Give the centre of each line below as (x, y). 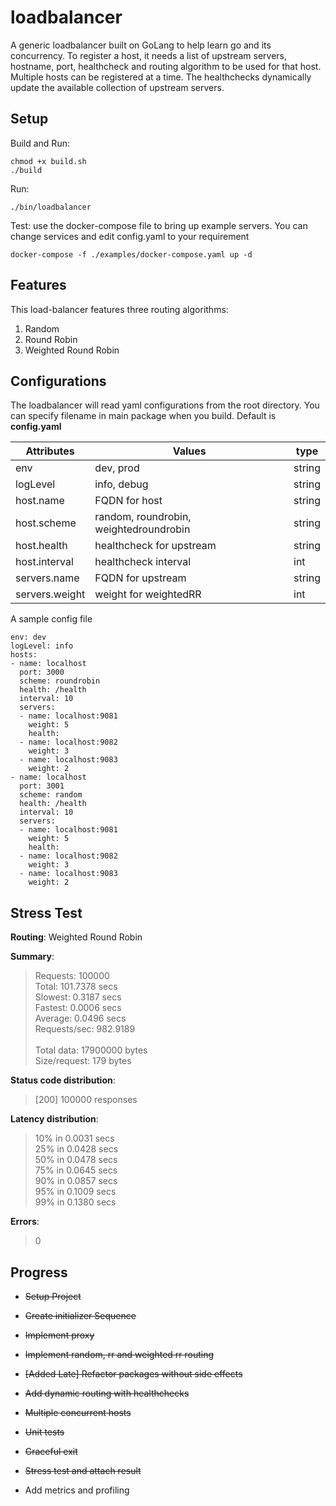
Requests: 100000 (72, 976)
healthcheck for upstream (155, 546)
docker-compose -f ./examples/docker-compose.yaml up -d (131, 254)
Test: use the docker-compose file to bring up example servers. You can (159, 225)
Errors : (25, 1222)
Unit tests (44, 1432)
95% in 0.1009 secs (75, 1192)
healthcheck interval (143, 562)
